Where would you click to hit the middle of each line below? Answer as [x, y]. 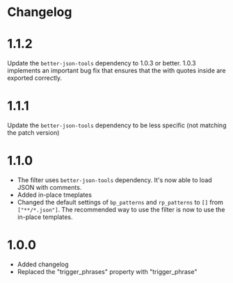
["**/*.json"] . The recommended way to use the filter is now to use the [121, 210]
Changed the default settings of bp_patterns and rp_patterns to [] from [120, 202]
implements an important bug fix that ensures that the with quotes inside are [116, 71]
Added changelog [43, 264]
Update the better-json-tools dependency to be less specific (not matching [117, 125]
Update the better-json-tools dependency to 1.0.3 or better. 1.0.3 [102, 63]
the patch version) [33, 133]
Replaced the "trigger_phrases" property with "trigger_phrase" [107, 271]
